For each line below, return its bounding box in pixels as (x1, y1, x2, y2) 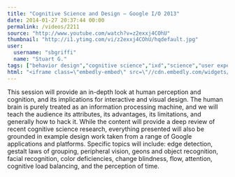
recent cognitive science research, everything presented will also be (7, 125, 205, 133)
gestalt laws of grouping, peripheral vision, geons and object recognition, (7, 147, 219, 155)
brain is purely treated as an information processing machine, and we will (7, 102, 218, 111)
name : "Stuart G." (13, 56, 68, 63)
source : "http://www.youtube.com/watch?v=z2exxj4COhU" (7, 29, 171, 37)
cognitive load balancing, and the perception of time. (7, 162, 159, 170)
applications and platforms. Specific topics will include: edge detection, (7, 139, 213, 148)
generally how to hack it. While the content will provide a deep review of (7, 117, 215, 125)
